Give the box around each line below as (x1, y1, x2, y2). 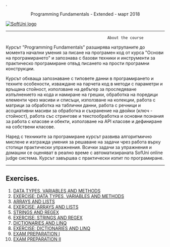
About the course (107, 35, 144, 40)
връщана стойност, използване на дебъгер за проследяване (6, 86, 137, 92)
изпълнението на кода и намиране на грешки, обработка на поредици (6, 91, 158, 97)
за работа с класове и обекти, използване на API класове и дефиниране (6, 118, 162, 124)
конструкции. (6, 66, 35, 72)
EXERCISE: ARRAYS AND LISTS (13, 204, 79, 210)
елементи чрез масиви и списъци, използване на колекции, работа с (6, 97, 156, 103)
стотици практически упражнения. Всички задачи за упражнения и (6, 144, 152, 150)
